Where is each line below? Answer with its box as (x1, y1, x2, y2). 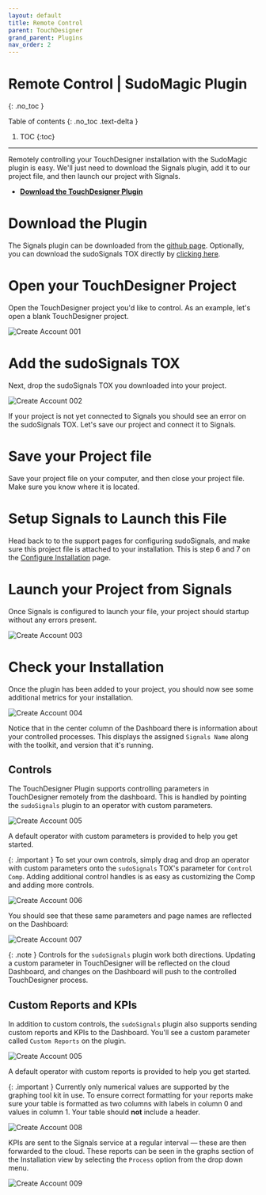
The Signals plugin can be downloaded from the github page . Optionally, (8, 241, 245, 250)
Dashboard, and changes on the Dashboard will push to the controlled (8, 967, 237, 977)
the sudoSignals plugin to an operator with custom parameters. (8, 801, 214, 810)
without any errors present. (8, 615, 97, 624)
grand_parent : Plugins (8, 33, 83, 42)
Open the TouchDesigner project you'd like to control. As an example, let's (8, 302, 251, 313)
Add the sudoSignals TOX (8, 355, 180, 373)
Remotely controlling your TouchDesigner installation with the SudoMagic (8, 155, 248, 165)
